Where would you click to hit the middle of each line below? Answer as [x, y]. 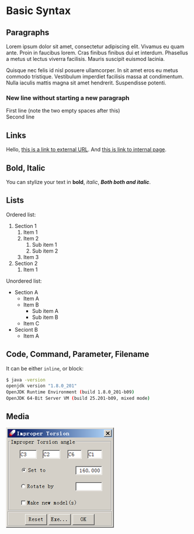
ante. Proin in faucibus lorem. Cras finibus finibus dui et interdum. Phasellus [97, 53]
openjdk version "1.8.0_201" [41, 386]
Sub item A [45, 311]
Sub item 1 [44, 244]
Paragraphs [28, 33]
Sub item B [45, 317]
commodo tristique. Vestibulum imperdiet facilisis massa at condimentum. [95, 76]
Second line [20, 117]
